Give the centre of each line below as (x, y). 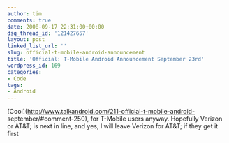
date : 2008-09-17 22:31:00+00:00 (56, 27)
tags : (15, 85)
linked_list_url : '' (37, 46)
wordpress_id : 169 (34, 66)
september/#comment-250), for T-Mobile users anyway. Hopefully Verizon (115, 119)
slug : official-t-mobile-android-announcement (76, 53)
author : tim (24, 14)
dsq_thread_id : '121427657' (48, 33)
